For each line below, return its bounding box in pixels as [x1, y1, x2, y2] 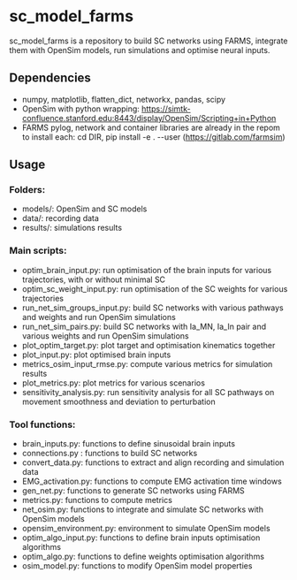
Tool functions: [9, 418, 76, 431]
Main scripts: [9, 245, 67, 257]
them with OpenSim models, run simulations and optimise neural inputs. [9, 44, 270, 55]
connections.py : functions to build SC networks [21, 448, 198, 459]
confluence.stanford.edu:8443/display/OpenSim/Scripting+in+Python [21, 112, 277, 123]
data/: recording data [21, 213, 100, 224]
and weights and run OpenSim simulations [21, 311, 177, 322]
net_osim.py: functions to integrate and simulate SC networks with [21, 504, 263, 515]
